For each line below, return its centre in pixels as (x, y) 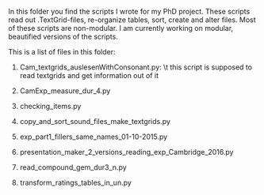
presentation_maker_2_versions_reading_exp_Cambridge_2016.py (126, 152)
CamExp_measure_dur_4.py (65, 91)
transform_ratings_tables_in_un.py (76, 182)
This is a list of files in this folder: (62, 52)
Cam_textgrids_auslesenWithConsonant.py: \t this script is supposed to (136, 67)
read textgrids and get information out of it (89, 75)
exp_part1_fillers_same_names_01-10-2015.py (94, 137)
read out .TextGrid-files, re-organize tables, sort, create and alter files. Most (132, 20)
